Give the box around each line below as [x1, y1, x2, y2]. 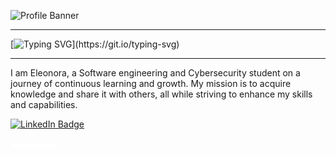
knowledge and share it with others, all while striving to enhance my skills [10, 88, 313, 100]
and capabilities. [10, 99, 78, 110]
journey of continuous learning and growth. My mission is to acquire [10, 78, 292, 89]
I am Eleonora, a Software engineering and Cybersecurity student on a [10, 67, 301, 79]
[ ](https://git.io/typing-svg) [10, 38, 180, 50]
